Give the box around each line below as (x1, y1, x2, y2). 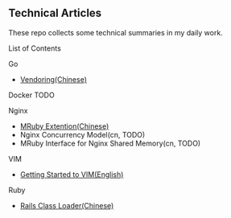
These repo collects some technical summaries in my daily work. (8, 27, 223, 37)
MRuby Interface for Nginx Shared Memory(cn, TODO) (19, 138, 201, 148)
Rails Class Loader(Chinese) (19, 200, 114, 210)
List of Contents (8, 43, 62, 53)
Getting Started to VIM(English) (19, 169, 124, 179)
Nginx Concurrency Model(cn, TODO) (19, 130, 146, 139)
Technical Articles (8, 6, 102, 20)
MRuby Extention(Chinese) (19, 121, 109, 131)
